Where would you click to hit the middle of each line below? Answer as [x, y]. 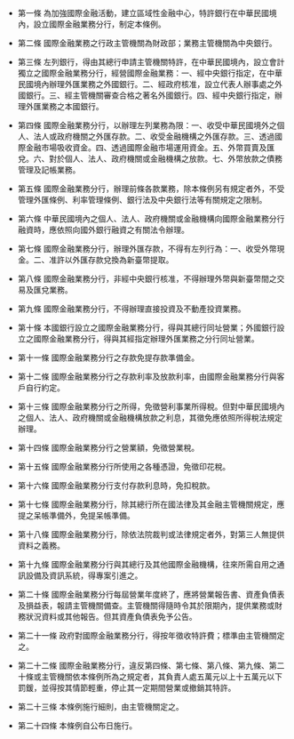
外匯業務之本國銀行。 [64, 106]
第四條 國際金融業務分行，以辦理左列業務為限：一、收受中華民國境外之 [147, 125]
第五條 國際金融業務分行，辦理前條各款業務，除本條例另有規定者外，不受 [151, 189]
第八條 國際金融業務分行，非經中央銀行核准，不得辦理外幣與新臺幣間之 [147, 279]
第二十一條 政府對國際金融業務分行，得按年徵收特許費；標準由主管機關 [147, 635]
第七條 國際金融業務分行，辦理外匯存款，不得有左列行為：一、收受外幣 [147, 249]
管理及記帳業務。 [49, 170]
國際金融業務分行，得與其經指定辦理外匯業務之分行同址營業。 [146, 339]
